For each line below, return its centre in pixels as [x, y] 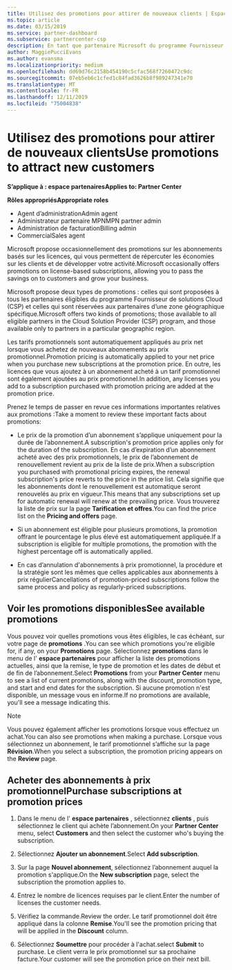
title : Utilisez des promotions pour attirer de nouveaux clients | [108, 14]
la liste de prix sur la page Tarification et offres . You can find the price [117, 508]
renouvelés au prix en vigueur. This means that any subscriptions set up [119, 494]
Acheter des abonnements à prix [79, 781]
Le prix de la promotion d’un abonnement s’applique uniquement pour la [119, 435]
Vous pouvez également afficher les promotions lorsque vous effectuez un [113, 729]
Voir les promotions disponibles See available [106, 609]
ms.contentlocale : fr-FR [43, 91]
